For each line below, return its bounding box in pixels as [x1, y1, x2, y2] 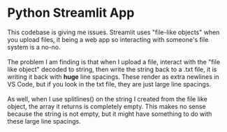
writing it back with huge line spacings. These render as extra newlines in [7, 72, 219, 81]
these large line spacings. [7, 117, 82, 125]
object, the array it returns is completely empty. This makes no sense [7, 102, 206, 110]
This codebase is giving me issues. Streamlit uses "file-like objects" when [7, 28, 220, 36]
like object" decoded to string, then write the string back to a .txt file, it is [7, 65, 217, 73]
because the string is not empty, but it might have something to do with [7, 110, 212, 118]
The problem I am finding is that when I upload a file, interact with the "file [7, 57, 221, 66]
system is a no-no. [7, 43, 61, 51]
